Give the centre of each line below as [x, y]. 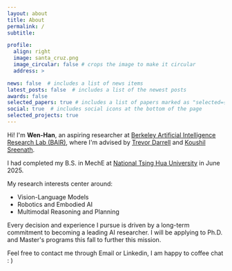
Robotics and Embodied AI [55, 204]
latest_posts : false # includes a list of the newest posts [97, 90]
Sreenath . [21, 150]
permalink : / [26, 26]
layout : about [28, 13]
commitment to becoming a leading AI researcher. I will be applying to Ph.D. [115, 232]
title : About [26, 20]
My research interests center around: [60, 183]
